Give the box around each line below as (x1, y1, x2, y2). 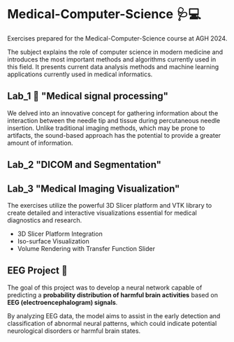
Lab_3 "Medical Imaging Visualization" (7, 183, 180, 194)
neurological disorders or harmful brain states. (7, 327, 141, 335)
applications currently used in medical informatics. (7, 70, 153, 78)
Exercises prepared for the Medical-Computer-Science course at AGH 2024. (7, 34, 228, 43)
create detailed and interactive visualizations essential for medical (7, 208, 197, 217)
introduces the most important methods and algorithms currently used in (7, 55, 217, 64)
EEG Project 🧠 (7, 264, 68, 277)
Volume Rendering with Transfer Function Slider (17, 244, 156, 252)
